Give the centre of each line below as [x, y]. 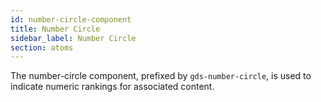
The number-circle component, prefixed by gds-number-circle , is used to [161, 76]
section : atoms [42, 47]
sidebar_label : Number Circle [73, 38]
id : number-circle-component [71, 19]
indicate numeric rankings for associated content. [112, 87]
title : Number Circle [55, 29]
